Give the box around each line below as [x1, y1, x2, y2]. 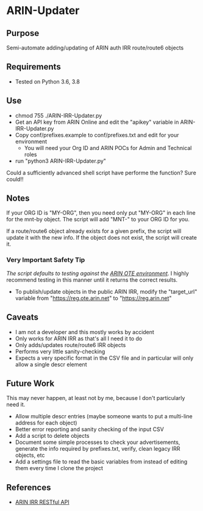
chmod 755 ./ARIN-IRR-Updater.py [15, 112, 102, 119]
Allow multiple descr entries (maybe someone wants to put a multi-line [15, 413, 193, 420]
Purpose [6, 28, 40, 38]
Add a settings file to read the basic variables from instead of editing [15, 458, 188, 465]
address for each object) [15, 419, 77, 427]
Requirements [6, 62, 61, 72]
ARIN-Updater [6, 4, 80, 18]
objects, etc [15, 452, 45, 459]
